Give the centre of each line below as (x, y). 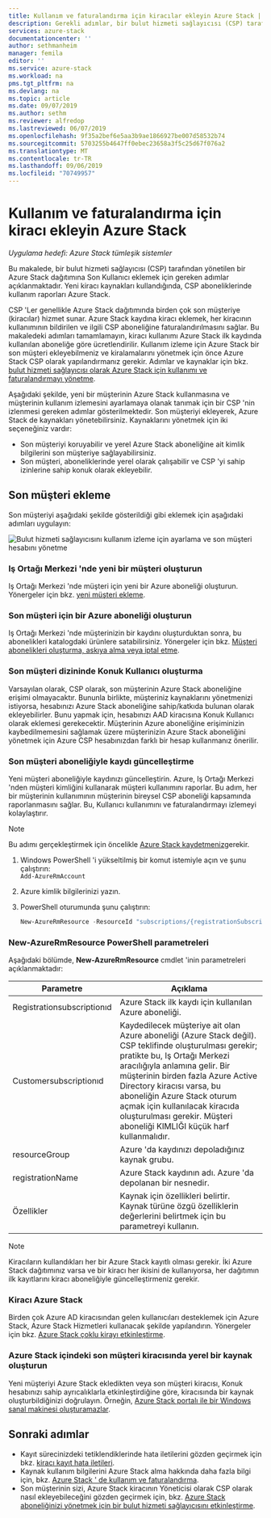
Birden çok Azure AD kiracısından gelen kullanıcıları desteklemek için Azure (134, 1318)
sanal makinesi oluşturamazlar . (60, 1409)
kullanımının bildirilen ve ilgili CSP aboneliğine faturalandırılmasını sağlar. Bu (134, 327)
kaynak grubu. (147, 1159)
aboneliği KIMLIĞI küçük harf (175, 1126)
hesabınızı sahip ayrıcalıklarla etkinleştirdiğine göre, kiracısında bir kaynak (131, 1392)
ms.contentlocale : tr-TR (50, 158)
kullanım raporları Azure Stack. (60, 294)
